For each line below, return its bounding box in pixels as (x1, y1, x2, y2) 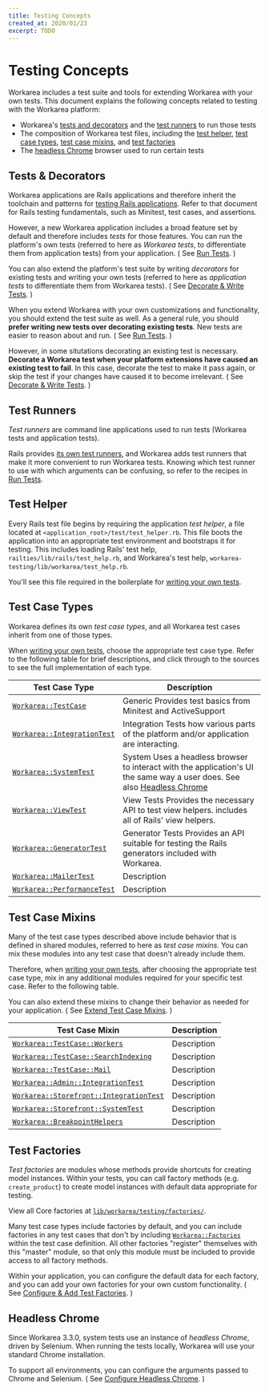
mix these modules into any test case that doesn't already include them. (8, 949, 246, 959)
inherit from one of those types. (8, 630, 114, 640)
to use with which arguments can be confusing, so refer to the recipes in (8, 466, 248, 475)
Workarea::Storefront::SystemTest (12, 1104, 144, 1114)
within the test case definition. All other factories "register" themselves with (8, 1239, 258, 1248)
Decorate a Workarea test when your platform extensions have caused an (8, 354, 259, 365)
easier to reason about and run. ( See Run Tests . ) (8, 330, 172, 341)
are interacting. (122, 738, 180, 750)
